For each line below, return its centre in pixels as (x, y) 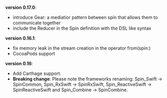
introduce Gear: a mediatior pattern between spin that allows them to (85, 17)
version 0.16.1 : (21, 38)
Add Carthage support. (37, 73)
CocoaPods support (34, 54)
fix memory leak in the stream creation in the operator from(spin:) (81, 48)
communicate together (37, 23)
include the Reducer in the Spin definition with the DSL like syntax (82, 28)
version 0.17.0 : (21, 7)
